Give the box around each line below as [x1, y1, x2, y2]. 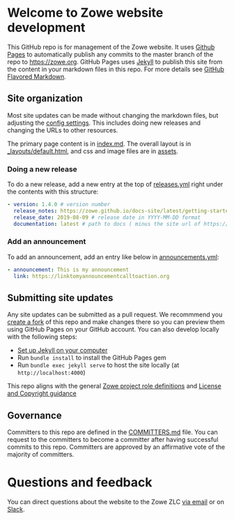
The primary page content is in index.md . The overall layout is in [7, 139, 192, 148]
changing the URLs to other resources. [7, 125, 118, 134]
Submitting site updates [7, 291, 114, 304]
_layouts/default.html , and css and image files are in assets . [7, 146, 179, 155]
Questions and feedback [7, 475, 153, 491]
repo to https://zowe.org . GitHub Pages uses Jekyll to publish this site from [7, 57, 223, 66]
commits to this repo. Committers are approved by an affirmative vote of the [7, 443, 225, 451]
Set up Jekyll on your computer [17, 346, 108, 355]
